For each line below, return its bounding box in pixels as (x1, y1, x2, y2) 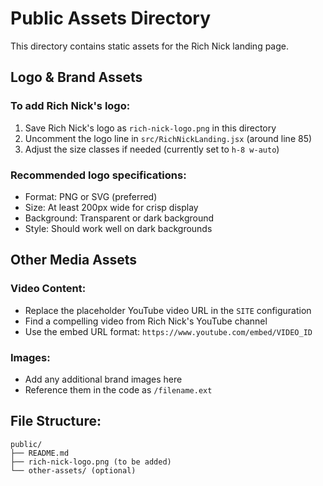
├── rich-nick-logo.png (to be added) (10, 457, 172, 467)
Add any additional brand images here (24, 373, 183, 385)
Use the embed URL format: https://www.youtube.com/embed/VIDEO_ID (24, 325, 313, 337)
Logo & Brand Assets (10, 69, 143, 86)
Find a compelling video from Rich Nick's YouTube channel (24, 315, 268, 327)
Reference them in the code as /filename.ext (24, 383, 213, 396)
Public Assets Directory (10, 7, 212, 30)
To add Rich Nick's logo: (10, 99, 131, 113)
